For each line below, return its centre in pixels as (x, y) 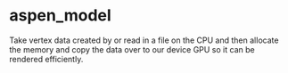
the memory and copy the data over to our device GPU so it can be (132, 49)
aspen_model (60, 16)
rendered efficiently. (46, 59)
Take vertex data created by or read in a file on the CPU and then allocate (144, 40)
